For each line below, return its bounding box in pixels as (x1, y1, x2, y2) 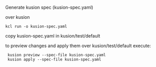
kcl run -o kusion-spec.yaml (5, 24, 67, 29)
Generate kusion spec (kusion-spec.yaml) (5, 5, 93, 10)
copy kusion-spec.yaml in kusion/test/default (5, 33, 100, 39)
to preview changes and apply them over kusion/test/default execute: (5, 43, 151, 49)
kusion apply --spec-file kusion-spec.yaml (7, 57, 101, 62)
